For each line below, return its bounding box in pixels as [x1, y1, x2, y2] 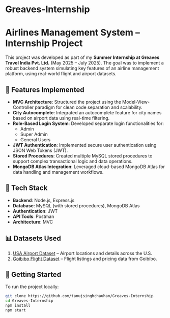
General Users [20, 136, 51, 143]
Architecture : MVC [12, 218, 53, 225]
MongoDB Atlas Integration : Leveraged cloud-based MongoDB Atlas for [12, 164, 165, 170]
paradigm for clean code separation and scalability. [35, 104, 143, 110]
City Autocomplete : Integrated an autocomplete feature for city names [12, 109, 162, 115]
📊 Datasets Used [5, 234, 61, 243]
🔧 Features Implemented [5, 85, 84, 94]
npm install [5, 303, 31, 308]
